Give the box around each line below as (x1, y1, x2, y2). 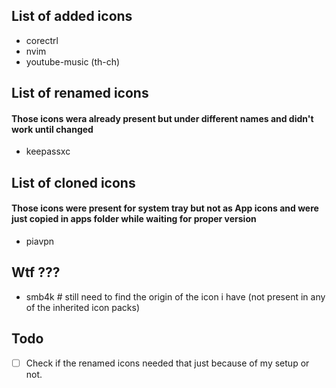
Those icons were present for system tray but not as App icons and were (11, 202, 319, 214)
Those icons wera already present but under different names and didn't (11, 112, 314, 124)
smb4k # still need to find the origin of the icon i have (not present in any (25, 290, 326, 303)
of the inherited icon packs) (25, 301, 141, 313)
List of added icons (11, 8, 133, 25)
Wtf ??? (11, 264, 61, 281)
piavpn (25, 235, 55, 247)
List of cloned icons (11, 174, 136, 191)
